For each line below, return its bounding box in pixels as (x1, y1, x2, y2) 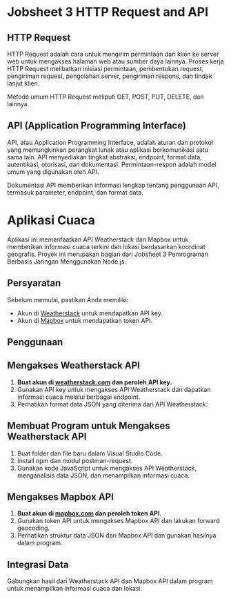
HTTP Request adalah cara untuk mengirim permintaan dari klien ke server (7, 50, 219, 58)
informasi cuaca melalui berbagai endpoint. (17, 393, 141, 401)
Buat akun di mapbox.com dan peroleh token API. (17, 509, 162, 518)
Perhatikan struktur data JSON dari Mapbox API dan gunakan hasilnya (17, 531, 217, 540)
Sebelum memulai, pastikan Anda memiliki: (7, 295, 129, 304)
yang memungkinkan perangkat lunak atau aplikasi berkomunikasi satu (7, 146, 209, 154)
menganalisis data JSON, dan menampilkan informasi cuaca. (17, 471, 190, 480)
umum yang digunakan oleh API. (7, 167, 99, 176)
